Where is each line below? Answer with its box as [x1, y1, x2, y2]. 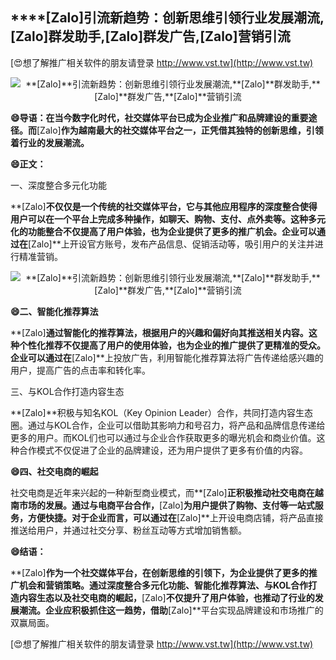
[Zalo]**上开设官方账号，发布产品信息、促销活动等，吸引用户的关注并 [28, 238, 315, 250]
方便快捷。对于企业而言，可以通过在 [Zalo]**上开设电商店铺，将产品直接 [27, 511, 324, 523]
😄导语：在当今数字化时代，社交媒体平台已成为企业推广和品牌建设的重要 [10, 111, 309, 123]
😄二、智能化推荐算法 [10, 305, 99, 317]
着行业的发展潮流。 [10, 136, 90, 148]
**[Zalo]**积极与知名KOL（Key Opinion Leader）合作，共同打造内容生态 [10, 406, 313, 418]
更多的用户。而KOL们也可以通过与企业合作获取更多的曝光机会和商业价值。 [10, 431, 317, 443]
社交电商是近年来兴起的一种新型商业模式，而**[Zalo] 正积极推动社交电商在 [10, 486, 315, 498]
